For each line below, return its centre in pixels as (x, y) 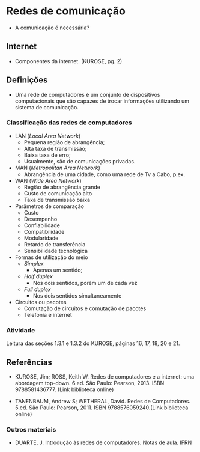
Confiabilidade (42, 225)
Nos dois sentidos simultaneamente (77, 295)
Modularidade (41, 238)
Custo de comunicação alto (58, 193)
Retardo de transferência (55, 244)
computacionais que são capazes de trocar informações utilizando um (102, 101)
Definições (27, 80)
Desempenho (41, 219)
